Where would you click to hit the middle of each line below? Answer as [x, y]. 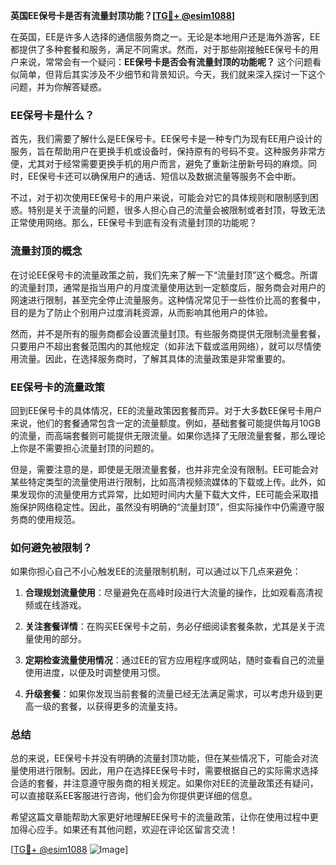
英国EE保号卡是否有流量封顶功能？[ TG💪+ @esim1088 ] [123, 15]
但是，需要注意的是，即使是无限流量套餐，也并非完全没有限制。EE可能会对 [164, 469]
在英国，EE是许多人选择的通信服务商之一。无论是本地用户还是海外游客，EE [165, 37]
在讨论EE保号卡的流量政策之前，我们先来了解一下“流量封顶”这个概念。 [155, 275]
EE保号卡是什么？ [52, 115]
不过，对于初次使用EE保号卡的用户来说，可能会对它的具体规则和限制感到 [160, 198]
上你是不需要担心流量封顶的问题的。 [85, 448]
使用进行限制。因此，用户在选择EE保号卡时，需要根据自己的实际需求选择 [168, 771]
